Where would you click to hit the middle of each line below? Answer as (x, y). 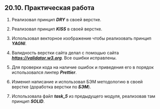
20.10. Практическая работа (50, 8)
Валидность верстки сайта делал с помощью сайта (65, 53)
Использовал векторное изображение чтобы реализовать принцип (81, 38)
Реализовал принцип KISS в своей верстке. (57, 29)
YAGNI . (19, 43)
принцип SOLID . (28, 101)
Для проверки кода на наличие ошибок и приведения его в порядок (82, 67)
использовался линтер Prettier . (44, 72)
